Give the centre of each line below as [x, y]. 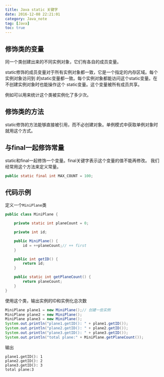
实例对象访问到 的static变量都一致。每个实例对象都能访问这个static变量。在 [81, 78]
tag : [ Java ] [17, 23]
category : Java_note [26, 19]
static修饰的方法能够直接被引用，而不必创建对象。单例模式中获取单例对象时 [82, 124]
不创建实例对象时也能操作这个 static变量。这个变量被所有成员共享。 [74, 84]
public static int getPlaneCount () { [53, 277]
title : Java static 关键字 [31, 10]
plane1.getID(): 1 [24, 356]
